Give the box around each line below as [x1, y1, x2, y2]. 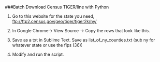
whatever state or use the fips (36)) [12, 42, 83, 48]
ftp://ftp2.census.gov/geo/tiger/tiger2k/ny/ [12, 19, 97, 24]
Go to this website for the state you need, [12, 13, 95, 19]
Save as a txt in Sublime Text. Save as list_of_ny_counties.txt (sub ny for [12, 37, 156, 43]
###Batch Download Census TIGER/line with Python [5, 4, 109, 10]
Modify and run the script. [12, 51, 64, 57]
